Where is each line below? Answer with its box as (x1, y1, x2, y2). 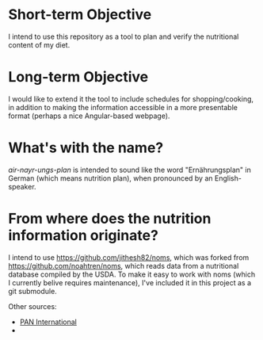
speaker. (8, 181, 37, 191)
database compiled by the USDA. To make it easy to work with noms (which (8, 269, 256, 279)
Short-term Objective (8, 6, 152, 24)
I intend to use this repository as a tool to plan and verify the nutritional (8, 32, 239, 41)
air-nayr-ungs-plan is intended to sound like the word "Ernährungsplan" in (8, 165, 251, 174)
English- (214, 173, 242, 183)
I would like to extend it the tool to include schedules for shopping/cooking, (8, 94, 254, 104)
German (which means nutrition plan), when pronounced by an (8, 173, 213, 183)
